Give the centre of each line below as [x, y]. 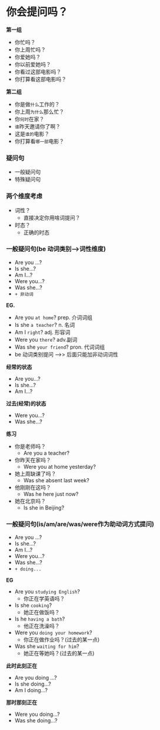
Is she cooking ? [33, 605]
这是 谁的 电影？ [32, 134]
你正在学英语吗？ [44, 599]
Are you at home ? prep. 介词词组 [54, 317]
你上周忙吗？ [30, 49]
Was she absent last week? [56, 480]
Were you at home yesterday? [59, 466]
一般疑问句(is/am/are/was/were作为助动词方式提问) [80, 524]
